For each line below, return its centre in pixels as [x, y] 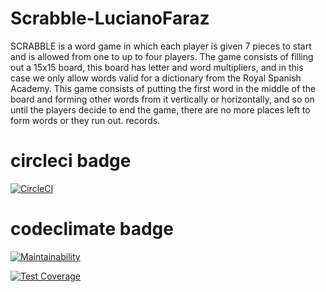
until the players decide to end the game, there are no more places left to [160, 109]
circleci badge [71, 161]
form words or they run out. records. [85, 120]
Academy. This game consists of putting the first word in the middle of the [163, 88]
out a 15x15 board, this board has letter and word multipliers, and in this [157, 67]
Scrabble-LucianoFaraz [110, 18]
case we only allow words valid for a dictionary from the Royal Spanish [156, 78]
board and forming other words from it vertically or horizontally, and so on [162, 99]
